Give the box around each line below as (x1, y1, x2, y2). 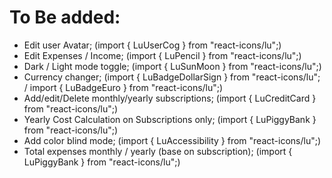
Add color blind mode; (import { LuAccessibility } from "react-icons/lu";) (23, 134, 322, 146)
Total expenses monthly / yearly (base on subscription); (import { (23, 145, 293, 157)
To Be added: (9, 6, 121, 29)
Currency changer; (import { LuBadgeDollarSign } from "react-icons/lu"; (23, 71, 321, 83)
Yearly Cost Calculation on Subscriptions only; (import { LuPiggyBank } (23, 113, 317, 125)
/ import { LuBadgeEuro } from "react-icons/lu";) (23, 81, 224, 93)
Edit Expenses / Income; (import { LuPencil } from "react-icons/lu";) (23, 49, 302, 61)
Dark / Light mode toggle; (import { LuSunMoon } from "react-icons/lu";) (23, 60, 322, 72)
